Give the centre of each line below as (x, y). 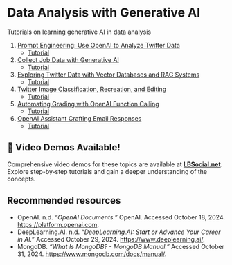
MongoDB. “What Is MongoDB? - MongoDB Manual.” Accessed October (121, 246)
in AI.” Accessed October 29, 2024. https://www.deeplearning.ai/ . (111, 239)
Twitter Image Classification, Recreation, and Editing (92, 89)
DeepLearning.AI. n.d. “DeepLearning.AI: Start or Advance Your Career (119, 232)
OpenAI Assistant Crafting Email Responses (79, 118)
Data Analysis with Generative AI (104, 13)
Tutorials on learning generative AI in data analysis (79, 32)
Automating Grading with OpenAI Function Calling (88, 104)
